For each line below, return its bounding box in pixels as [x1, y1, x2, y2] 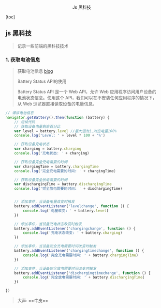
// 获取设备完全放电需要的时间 [14, 177, 68, 182]
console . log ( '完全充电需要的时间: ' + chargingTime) [14, 169, 116, 173]
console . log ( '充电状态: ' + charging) [14, 151, 89, 156]
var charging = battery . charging [14, 146, 82, 151]
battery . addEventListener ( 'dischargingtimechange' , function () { [14, 270, 151, 276]
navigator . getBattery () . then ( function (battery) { [5, 115, 110, 120]
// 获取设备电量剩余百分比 [14, 124, 60, 129]
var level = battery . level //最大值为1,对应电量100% [14, 128, 117, 134]
